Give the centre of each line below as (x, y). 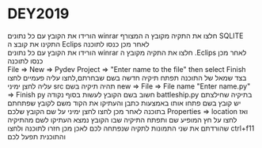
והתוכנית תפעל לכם (37, 136)
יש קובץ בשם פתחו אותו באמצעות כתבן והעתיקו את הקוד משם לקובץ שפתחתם (124, 103)
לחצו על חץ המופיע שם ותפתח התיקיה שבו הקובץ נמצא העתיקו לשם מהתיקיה (122, 120)
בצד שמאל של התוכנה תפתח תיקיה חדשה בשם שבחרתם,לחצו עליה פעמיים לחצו (127, 78)
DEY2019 (38, 14)
